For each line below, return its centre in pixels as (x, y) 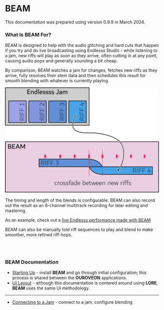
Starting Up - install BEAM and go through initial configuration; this (79, 273)
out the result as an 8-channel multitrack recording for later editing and (76, 205)
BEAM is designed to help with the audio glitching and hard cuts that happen (82, 45)
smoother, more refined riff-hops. (39, 234)
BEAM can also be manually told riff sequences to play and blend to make (79, 229)
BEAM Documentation (32, 262)
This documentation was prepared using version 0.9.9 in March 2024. (75, 22)
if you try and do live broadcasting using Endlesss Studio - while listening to (81, 51)
